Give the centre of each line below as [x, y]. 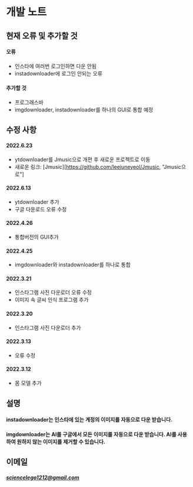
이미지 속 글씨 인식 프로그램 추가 [51, 300]
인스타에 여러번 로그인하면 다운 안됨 [56, 66]
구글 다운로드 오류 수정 [41, 209]
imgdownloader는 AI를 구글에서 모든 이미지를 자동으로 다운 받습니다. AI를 [91, 434]
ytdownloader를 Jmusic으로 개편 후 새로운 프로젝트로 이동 [82, 159]
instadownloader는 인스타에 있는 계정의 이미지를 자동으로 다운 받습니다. [89, 419]
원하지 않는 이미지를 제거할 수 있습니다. [61, 442]
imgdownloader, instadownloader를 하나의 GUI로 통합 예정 [84, 109]
